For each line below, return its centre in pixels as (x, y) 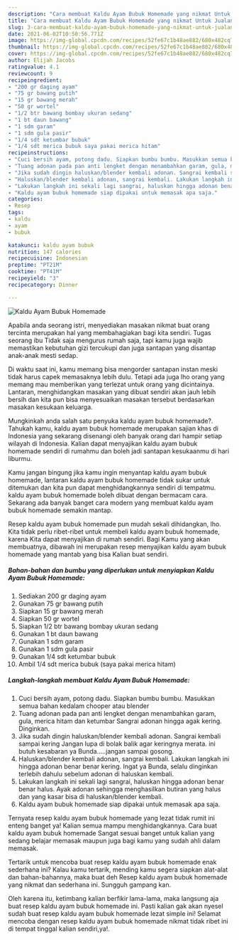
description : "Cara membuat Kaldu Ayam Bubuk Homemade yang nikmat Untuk (119, 14)
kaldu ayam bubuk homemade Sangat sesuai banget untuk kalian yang (111, 833)
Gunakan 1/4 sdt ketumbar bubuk (67, 656)
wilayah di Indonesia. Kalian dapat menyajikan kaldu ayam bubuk (103, 443)
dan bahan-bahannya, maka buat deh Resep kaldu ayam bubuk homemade (118, 877)
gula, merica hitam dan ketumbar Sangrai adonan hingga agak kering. (120, 721)
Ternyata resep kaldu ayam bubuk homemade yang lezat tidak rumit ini (112, 818)
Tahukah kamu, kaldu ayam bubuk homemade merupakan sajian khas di (113, 428)
